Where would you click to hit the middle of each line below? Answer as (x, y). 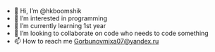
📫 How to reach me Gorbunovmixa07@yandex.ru (86, 41)
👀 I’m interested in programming (61, 18)
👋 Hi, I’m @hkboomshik (48, 11)
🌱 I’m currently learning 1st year (60, 26)
